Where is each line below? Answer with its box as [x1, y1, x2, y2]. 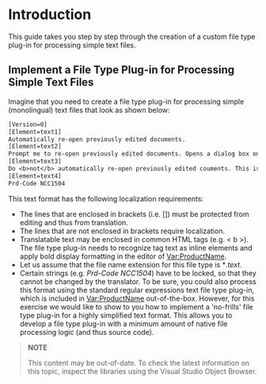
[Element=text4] [8, 172, 62, 180]
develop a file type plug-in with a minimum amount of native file [19, 319, 228, 328]
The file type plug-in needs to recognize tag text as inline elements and [19, 243, 253, 252]
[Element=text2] [8, 143, 62, 151]
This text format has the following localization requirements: [8, 194, 204, 203]
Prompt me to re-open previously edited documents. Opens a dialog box [8, 150, 249, 158]
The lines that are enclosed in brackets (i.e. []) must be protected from [19, 209, 249, 219]
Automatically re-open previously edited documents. [8, 135, 186, 144]
